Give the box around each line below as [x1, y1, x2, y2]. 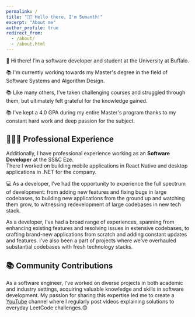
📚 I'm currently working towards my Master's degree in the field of [6, 68, 168, 76]
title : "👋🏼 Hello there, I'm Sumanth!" [6, 14, 103, 20]
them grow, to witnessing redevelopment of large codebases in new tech [6, 201, 182, 208]
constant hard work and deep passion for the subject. [6, 117, 135, 124]
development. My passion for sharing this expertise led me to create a [6, 291, 175, 298]
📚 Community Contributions [6, 261, 113, 271]
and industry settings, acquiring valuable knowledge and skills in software [6, 285, 184, 292]
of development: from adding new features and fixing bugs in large [6, 188, 167, 196]
